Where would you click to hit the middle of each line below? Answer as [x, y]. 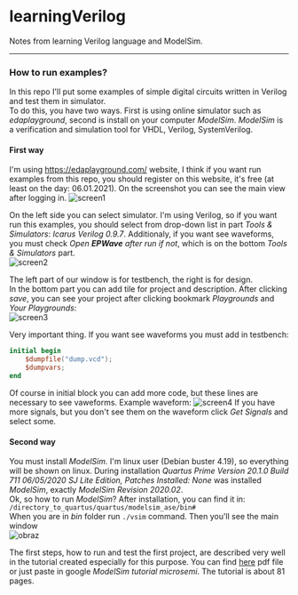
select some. [32, 421]
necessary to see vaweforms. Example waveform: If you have [142, 402]
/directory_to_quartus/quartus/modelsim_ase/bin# [103, 508]
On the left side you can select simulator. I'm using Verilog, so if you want [143, 215]
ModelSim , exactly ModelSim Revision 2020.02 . [96, 490]
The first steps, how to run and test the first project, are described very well [147, 552]
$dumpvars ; [45, 368]
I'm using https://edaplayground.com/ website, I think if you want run [135, 170]
